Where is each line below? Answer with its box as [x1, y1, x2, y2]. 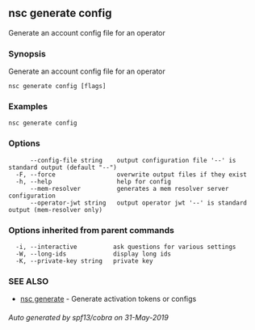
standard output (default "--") [8, 163, 117, 171]
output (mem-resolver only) [8, 205, 103, 214]
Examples [8, 101, 48, 112]
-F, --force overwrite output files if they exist [15, 170, 248, 179]
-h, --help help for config [15, 177, 172, 185]
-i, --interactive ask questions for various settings [15, 243, 236, 251]
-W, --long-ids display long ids [15, 250, 172, 258]
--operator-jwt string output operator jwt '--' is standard [29, 198, 248, 207]
